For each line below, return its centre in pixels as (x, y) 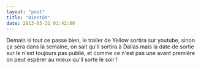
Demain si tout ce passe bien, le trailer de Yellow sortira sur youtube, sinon (100, 41)
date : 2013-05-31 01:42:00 (41, 23)
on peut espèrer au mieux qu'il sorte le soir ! (62, 60)
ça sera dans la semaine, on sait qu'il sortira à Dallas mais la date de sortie (100, 47)
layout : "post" (26, 12)
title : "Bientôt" (28, 18)
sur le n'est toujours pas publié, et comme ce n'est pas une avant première (101, 53)
